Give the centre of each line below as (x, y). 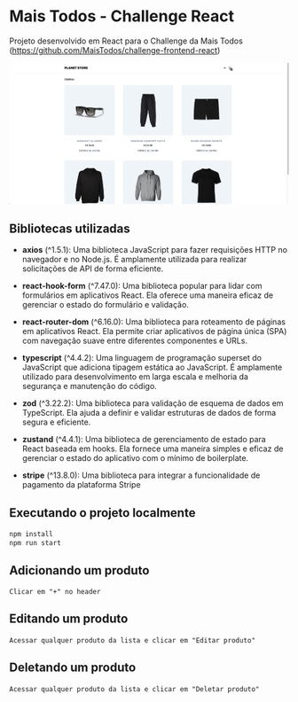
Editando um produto (69, 619)
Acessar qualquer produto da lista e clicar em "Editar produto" (132, 640)
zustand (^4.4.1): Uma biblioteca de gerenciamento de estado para (144, 440)
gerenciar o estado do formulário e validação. (105, 305)
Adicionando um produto (79, 570)
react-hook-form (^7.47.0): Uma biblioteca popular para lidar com (142, 286)
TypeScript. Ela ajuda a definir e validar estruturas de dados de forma (149, 413)
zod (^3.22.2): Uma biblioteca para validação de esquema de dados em (153, 403)
